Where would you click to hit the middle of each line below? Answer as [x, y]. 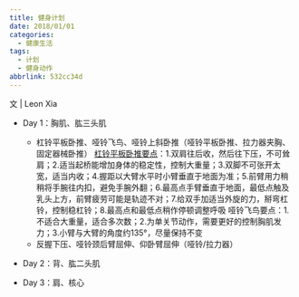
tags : [19, 52]
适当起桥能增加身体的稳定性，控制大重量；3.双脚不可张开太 [170, 165]
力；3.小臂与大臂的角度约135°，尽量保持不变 [119, 233]
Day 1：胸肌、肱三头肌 [64, 122]
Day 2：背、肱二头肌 [61, 263]
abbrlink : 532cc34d [46, 77]
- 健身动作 [35, 69]
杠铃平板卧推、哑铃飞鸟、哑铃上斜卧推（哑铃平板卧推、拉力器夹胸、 [163, 142]
